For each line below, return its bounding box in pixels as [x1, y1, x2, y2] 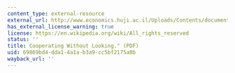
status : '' [7, 36, 39, 43]
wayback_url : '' [7, 56, 55, 63]
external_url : [7, 17, 49, 24]
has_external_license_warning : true [7, 23, 114, 30]
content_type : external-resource [7, 10, 105, 17]
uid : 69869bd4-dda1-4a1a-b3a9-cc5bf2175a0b [7, 49, 136, 56]
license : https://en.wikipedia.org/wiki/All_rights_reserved [7, 29, 190, 37]
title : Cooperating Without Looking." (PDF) [7, 42, 139, 49]
